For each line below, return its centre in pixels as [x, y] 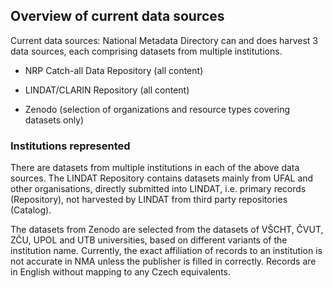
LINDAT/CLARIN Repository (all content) [107, 90]
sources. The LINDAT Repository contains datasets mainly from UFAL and [162, 178]
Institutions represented [70, 146]
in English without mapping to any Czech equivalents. [121, 272]
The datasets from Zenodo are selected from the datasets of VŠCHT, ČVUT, [167, 230]
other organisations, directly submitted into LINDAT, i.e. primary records [158, 189]
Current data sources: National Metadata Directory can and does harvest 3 [164, 40]
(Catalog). [31, 210]
